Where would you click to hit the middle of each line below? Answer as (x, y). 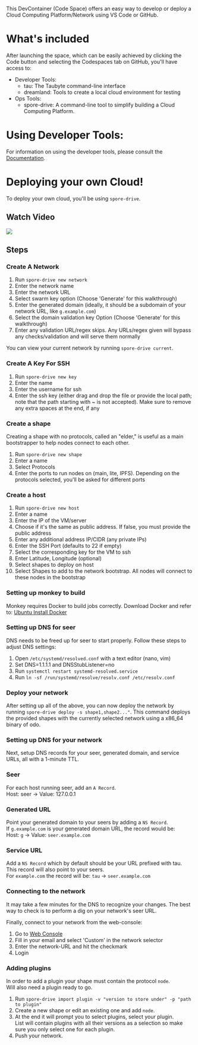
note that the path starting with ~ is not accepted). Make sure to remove (103, 401)
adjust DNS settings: (31, 647)
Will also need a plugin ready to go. (49, 987)
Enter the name (33, 382)
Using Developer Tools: (65, 135)
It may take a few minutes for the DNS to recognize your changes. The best (98, 904)
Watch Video (31, 217)
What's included (48, 39)
